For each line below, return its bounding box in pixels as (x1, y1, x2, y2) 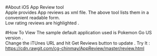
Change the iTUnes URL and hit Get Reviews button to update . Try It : (5, 40, 150, 46)
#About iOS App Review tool (5, 4, 64, 10)
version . (5, 35, 24, 41)
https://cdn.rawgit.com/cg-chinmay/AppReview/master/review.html (5, 46, 144, 51)
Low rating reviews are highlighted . (5, 20, 80, 26)
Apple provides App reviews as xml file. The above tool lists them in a (5, 9, 149, 15)
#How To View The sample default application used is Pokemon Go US (5, 30, 152, 35)
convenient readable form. (5, 15, 60, 20)
